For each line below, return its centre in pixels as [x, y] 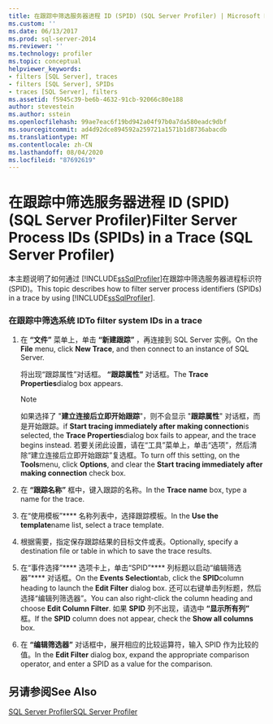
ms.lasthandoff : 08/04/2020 [56, 152]
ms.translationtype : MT [49, 137]
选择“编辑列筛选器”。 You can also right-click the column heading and [136, 599]
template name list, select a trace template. [92, 525]
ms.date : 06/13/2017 [43, 31]
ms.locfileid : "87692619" [52, 160]
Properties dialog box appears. [71, 384]
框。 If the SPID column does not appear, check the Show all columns [136, 619]
